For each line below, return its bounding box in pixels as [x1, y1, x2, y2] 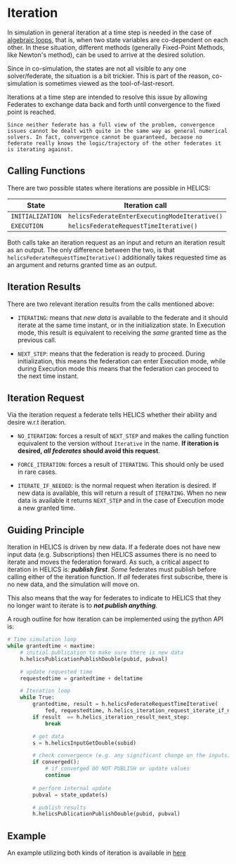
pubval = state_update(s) [32, 791, 109, 799]
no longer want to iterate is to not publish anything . [7, 601, 158, 610]
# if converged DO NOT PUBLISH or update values [44, 765, 190, 773]
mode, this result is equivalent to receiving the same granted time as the [17, 328, 227, 337]
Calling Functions [7, 165, 86, 177]
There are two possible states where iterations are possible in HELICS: [7, 183, 211, 192]
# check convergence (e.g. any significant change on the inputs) [32, 752, 231, 759]
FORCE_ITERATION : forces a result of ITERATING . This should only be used [17, 460, 224, 469]
